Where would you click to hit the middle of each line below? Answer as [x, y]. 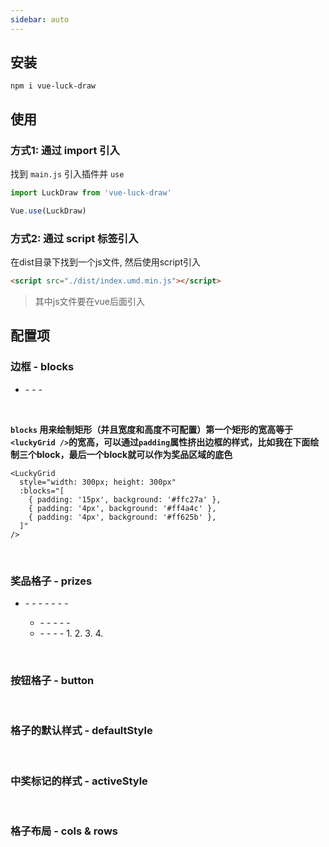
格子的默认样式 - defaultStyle [81, 731]
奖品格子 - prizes [51, 581]
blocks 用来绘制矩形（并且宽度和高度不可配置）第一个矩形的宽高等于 [152, 429]
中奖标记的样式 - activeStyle [79, 781]
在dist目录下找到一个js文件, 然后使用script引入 [106, 262]
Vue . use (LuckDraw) [48, 211]
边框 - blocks [42, 367]
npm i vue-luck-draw [53, 86]
